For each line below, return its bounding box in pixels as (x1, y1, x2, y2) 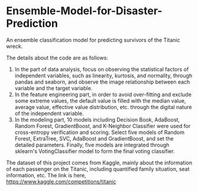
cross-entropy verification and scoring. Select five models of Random (14, 129, 185, 136)
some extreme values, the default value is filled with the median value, (14, 97, 186, 104)
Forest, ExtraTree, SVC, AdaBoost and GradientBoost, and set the (14, 135, 174, 142)
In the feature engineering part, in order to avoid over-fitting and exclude (14, 91, 192, 98)
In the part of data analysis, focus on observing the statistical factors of (14, 65, 189, 72)
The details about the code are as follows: (6, 54, 108, 61)
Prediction (6, 17, 58, 30)
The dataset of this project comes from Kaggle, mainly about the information (6, 159, 193, 166)
